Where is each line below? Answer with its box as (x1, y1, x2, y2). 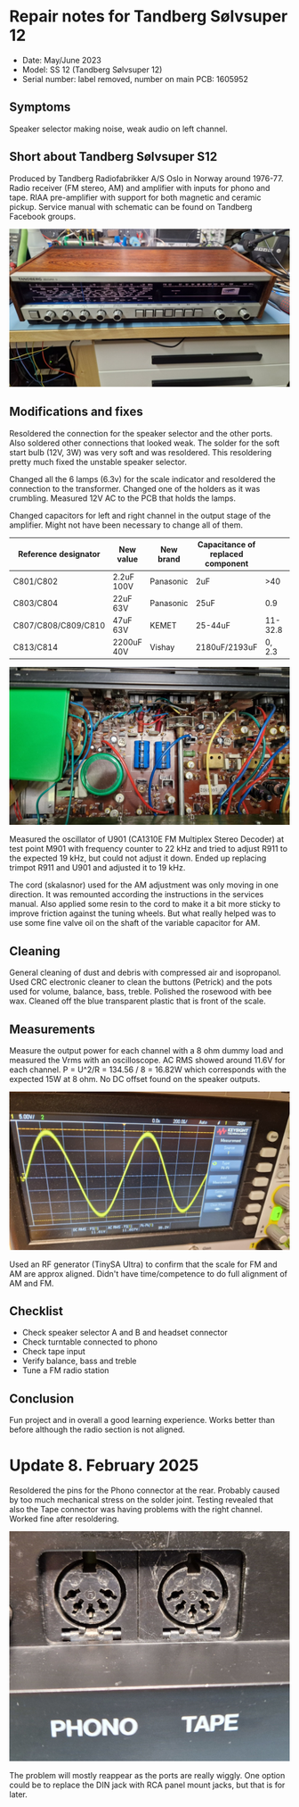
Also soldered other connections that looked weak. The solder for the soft (9, 437, 280, 448)
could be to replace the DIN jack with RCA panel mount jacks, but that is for (9, 1779, 286, 1791)
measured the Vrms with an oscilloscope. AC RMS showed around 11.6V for (9, 1055, 286, 1065)
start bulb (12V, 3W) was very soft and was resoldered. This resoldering (9, 446, 272, 457)
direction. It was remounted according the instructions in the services (9, 889, 264, 900)
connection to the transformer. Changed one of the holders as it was (9, 483, 261, 494)
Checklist (9, 1303, 64, 1319)
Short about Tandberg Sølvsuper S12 (9, 149, 218, 164)
